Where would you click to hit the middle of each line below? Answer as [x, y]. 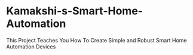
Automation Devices [31, 47]
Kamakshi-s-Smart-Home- [75, 11]
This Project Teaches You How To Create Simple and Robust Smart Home [96, 40]
